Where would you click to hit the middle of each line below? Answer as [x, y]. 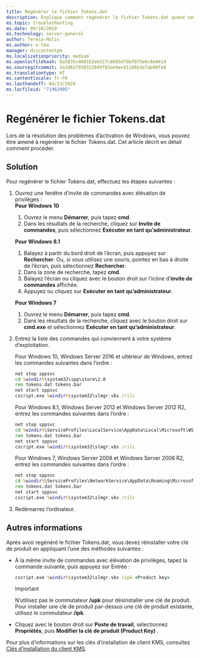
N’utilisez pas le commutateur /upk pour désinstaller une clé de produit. [103, 600]
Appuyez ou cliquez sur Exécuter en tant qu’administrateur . [98, 291]
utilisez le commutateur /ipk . [50, 613]
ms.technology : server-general [45, 34]
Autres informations [44, 528]
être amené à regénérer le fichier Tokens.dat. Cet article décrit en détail [94, 142]
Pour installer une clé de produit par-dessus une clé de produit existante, [104, 607]
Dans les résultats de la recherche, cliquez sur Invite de [92, 223]
